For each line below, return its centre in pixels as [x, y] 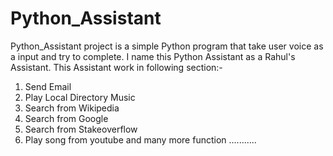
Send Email [48, 86]
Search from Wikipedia [72, 108]
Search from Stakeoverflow [81, 129]
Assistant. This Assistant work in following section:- [116, 67]
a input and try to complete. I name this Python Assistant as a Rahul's [153, 56]
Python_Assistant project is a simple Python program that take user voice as [167, 46]
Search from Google [66, 118]
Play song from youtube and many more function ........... [140, 139]
